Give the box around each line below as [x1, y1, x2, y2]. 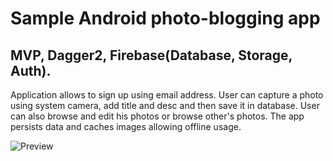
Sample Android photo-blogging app [10, 7, 321, 30]
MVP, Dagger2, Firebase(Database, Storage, [10, 47, 293, 64]
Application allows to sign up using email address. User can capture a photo [10, 89, 324, 101]
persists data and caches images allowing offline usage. [10, 121, 242, 132]
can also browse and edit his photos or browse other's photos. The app [10, 110, 305, 122]
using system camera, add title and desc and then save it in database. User [10, 100, 320, 111]
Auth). [10, 62, 52, 79]
